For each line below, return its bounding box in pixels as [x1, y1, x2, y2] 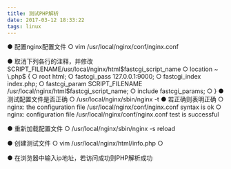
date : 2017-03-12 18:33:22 [7, 17, 85, 23]
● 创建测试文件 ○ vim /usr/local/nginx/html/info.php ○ [7, 139, 163, 148]
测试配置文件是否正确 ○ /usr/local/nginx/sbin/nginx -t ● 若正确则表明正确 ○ [7, 95, 224, 103]
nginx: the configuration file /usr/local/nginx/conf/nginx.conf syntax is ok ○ [7, 103, 222, 111]
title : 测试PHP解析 [7, 10, 59, 17]
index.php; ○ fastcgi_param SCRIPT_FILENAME [7, 80, 143, 88]
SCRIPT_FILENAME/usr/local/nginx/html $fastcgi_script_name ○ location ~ [7, 65, 219, 73]
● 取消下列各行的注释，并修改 [7, 57, 93, 66]
